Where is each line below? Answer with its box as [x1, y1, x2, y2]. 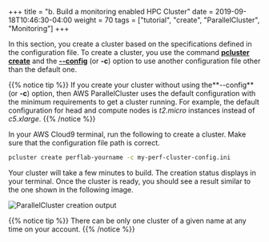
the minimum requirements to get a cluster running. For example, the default [8, 97, 260, 106]
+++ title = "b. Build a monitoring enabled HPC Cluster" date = [8, 7, 214, 16]
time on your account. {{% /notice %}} [8, 224, 135, 234]
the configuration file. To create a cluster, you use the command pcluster [8, 48, 250, 57]
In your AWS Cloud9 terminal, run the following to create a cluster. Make [8, 129, 247, 139]
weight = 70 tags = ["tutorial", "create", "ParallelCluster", [74, 15, 260, 25]
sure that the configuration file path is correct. [8, 138, 160, 147]
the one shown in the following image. [8, 184, 134, 194]
